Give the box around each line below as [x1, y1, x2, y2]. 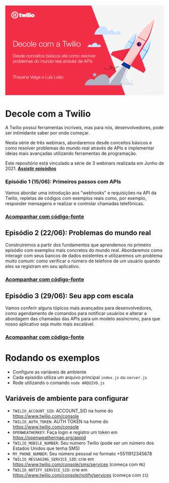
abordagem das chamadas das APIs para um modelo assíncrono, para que [5, 316, 160, 322]
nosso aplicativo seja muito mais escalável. [5, 321, 95, 327]
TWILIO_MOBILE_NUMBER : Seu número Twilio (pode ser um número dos [12, 440, 154, 446]
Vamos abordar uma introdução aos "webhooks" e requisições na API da [5, 190, 157, 196]
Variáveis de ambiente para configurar [5, 394, 129, 403]
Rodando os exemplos [5, 352, 100, 364]
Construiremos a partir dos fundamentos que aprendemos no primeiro [5, 242, 151, 248]
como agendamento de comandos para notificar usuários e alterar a [5, 310, 147, 316]
